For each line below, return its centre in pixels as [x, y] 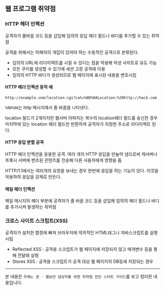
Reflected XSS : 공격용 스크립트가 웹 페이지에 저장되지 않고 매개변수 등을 [82, 249]
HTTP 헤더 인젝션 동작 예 [29, 87]
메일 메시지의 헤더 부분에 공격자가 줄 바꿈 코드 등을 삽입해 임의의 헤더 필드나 [78, 201]
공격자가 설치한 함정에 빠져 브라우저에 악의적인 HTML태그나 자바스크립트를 [77, 233]
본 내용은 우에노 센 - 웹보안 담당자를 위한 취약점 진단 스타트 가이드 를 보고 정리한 [79, 276]
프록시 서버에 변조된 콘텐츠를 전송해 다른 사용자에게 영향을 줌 [63, 160]
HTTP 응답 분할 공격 [25, 142]
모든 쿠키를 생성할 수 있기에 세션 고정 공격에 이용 [59, 69]
